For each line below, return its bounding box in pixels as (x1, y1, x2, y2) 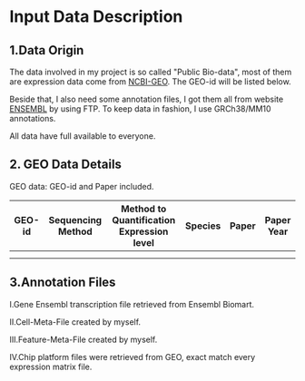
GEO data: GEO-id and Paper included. (9, 181, 154, 191)
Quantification (112, 213, 176, 226)
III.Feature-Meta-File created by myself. (9, 334, 158, 345)
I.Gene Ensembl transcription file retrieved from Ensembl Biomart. (9, 298, 255, 309)
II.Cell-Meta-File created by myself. (9, 316, 142, 327)
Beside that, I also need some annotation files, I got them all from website (9, 93, 284, 104)
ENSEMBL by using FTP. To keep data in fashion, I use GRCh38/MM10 (9, 103, 271, 114)
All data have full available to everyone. (9, 131, 156, 142)
